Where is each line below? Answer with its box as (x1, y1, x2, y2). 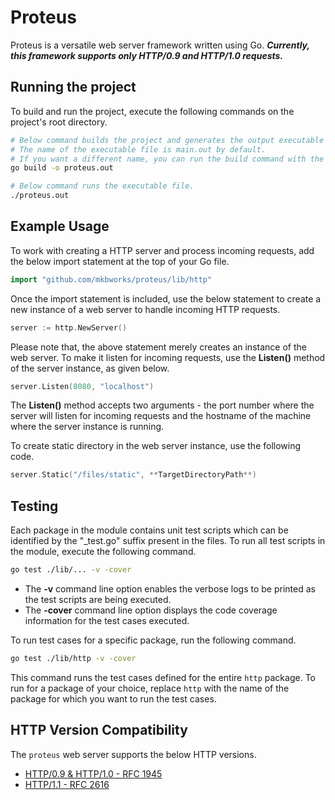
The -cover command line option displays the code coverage (24, 604, 278, 616)
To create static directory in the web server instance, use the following (10, 440, 302, 452)
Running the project (10, 79, 137, 96)
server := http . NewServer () (10, 322, 128, 333)
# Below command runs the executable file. (10, 181, 195, 191)
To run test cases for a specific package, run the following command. (10, 634, 297, 646)
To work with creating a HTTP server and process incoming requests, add (10, 244, 315, 256)
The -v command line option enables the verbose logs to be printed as (24, 583, 316, 595)
